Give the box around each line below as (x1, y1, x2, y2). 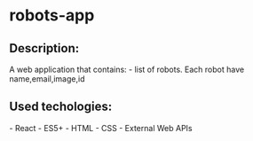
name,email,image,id (9, 74, 85, 84)
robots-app (9, 5, 95, 26)
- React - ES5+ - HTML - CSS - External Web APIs (9, 122, 193, 133)
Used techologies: (9, 99, 113, 114)
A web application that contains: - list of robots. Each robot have (9, 64, 245, 74)
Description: (9, 41, 80, 56)
